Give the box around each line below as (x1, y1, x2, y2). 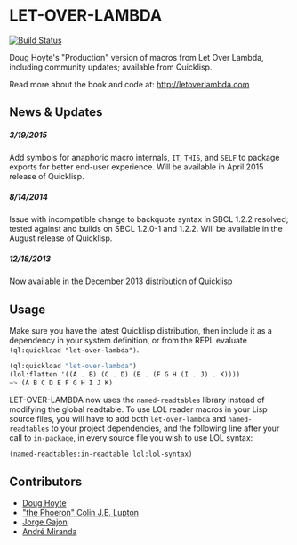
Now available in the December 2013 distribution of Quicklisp (9, 276, 233, 286)
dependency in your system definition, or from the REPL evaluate (9, 335, 247, 346)
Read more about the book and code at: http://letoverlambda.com (9, 78, 250, 89)
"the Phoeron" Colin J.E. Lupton (21, 508, 140, 518)
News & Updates (9, 104, 103, 120)
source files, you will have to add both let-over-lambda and (9, 413, 227, 424)
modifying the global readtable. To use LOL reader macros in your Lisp (9, 403, 269, 415)
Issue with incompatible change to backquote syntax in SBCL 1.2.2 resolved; (9, 214, 289, 225)
